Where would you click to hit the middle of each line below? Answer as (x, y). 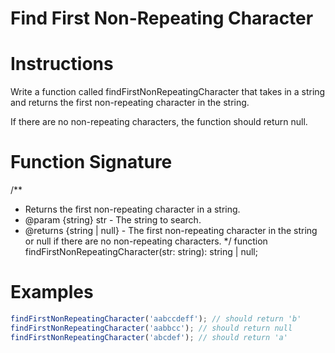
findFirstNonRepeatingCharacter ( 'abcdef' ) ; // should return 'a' (149, 337)
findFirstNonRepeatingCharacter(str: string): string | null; (141, 252)
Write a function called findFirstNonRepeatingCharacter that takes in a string (168, 92)
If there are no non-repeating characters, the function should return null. (159, 122)
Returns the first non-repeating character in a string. (132, 209)
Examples (52, 292)
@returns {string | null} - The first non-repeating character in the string (171, 231)
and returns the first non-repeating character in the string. (130, 103)
